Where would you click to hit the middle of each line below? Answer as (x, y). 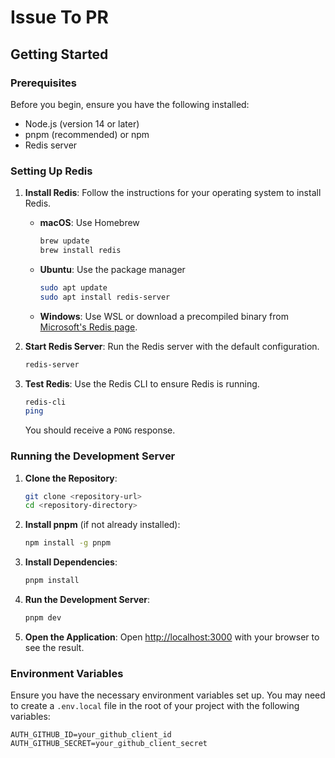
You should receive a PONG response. (100, 430)
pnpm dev (43, 618)
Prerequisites (43, 83)
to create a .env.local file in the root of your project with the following (155, 706)
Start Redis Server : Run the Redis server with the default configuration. (172, 346)
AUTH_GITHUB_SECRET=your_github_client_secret (109, 744)
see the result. (54, 647)
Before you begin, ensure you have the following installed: (130, 104)
